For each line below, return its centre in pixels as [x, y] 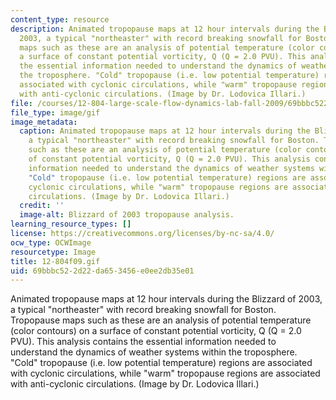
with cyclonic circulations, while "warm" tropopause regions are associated [165, 373]
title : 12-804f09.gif [55, 261]
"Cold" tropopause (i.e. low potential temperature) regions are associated [161, 363]
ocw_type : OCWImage [51, 242]
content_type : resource [60, 19]
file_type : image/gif [55, 112]
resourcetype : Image [53, 252]
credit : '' [42, 206]
